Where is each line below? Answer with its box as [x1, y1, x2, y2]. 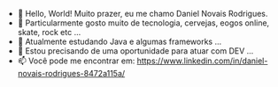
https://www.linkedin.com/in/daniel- [136, 55, 268, 66]
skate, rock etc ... [17, 27, 81, 37]
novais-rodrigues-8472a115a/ [17, 69, 126, 78]
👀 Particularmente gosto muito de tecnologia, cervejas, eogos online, [17, 18, 270, 28]
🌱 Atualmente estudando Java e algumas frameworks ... [17, 36, 222, 47]
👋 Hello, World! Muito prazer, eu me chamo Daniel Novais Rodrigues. [17, 9, 268, 18]
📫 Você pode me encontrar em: [17, 55, 135, 66]
